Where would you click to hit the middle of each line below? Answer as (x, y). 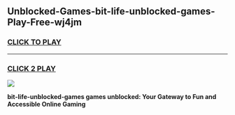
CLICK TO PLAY (34, 43)
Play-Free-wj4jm (45, 23)
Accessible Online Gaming (47, 104)
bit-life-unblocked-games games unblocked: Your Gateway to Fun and (112, 96)
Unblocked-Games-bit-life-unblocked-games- (111, 11)
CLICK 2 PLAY (31, 68)
